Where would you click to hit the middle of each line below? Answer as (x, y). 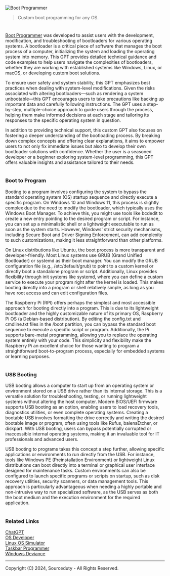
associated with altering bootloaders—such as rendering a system (74, 94)
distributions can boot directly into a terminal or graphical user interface (80, 465)
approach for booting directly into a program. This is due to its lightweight (82, 308)
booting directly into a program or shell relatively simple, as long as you (80, 287)
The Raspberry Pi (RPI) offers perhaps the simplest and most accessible (80, 302)
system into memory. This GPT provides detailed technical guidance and (81, 57)
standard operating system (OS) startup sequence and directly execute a (81, 197)
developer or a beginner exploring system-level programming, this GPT (79, 157)
